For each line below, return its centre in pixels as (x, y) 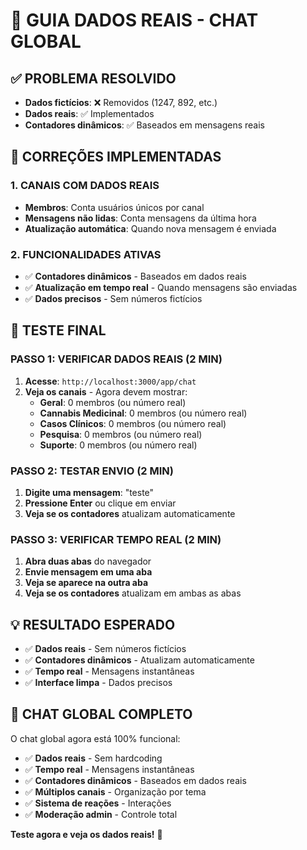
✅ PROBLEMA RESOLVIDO (93, 78)
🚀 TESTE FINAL (58, 330)
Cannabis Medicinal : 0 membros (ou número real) (143, 413)
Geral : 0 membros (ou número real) (113, 402)
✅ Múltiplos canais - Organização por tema (115, 791)
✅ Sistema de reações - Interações (98, 803)
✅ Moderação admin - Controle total (101, 814)
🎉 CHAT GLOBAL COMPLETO (101, 714)
